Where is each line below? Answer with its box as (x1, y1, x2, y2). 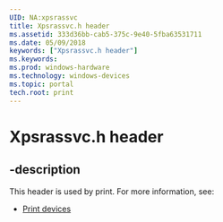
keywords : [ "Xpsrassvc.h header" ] (9, 47, 139, 55)
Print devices (21, 203, 72, 214)
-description (9, 162, 81, 177)
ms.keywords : (9, 55, 58, 64)
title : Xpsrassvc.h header (9, 21, 110, 30)
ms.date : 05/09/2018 (9, 38, 87, 47)
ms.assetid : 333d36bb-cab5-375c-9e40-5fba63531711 (9, 30, 202, 38)
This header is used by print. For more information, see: (9, 185, 215, 197)
